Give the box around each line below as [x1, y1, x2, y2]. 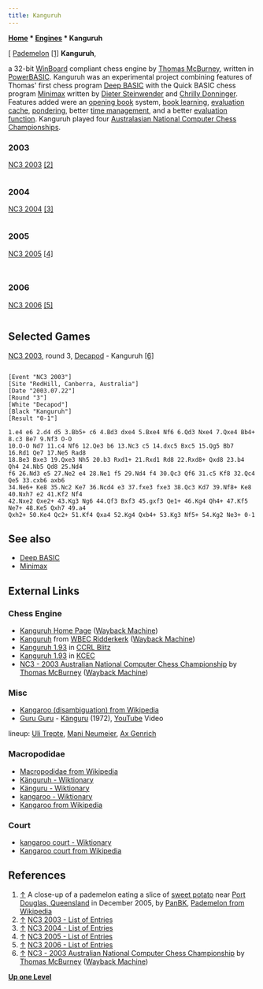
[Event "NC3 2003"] [8, 373, 72, 381]
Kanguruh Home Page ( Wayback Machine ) [19, 626, 159, 635]
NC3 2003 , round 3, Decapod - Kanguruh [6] [8, 351, 154, 360]
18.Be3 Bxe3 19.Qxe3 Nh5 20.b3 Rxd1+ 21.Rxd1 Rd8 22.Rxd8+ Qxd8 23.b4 [8, 455, 245, 463]
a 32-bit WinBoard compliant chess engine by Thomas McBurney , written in [8, 64, 254, 73]
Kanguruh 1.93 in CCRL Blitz [19, 643, 112, 653]
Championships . [8, 122, 61, 132]
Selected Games [8, 330, 91, 344]
